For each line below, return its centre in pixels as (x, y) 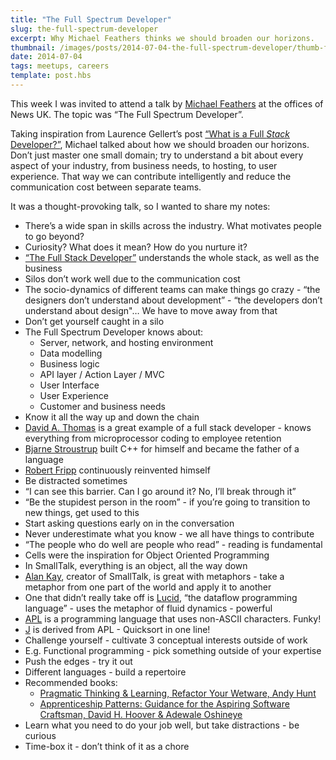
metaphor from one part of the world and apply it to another (148, 587)
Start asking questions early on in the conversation (129, 523)
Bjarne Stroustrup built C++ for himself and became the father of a (162, 448)
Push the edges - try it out (78, 661)
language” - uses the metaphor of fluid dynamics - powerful (148, 608)
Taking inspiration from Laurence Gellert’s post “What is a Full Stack (150, 133)
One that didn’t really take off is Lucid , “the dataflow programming (161, 597)
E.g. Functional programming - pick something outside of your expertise (173, 650)
